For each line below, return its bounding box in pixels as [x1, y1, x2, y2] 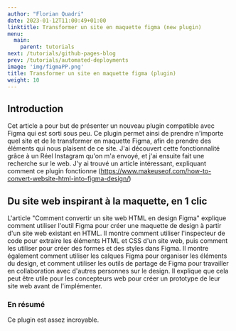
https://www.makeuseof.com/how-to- [100, 167, 212, 175]
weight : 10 [7, 76, 40, 84]
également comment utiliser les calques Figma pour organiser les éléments [7, 251, 227, 260]
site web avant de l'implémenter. [7, 282, 103, 290]
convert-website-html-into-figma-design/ [7, 175, 129, 183]
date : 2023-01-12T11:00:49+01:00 [7, 17, 107, 24]
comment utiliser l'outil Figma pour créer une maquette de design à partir [7, 222, 222, 229]
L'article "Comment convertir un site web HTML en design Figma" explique [7, 214, 227, 222]
